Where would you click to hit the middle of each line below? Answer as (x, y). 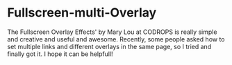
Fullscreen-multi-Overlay (82, 13)
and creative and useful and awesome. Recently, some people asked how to (116, 39)
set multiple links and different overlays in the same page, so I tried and (109, 46)
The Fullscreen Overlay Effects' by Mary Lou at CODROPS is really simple (112, 32)
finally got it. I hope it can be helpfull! (60, 54)
